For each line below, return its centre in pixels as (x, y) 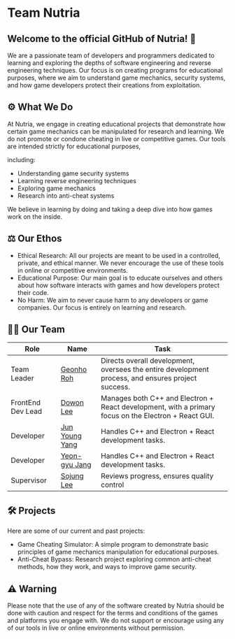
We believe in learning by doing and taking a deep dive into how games (110, 209)
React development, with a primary (158, 407)
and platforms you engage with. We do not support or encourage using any (116, 621)
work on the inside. (35, 216)
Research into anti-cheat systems (66, 195)
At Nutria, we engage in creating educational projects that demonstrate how (116, 124)
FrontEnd (26, 403)
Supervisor (29, 480)
